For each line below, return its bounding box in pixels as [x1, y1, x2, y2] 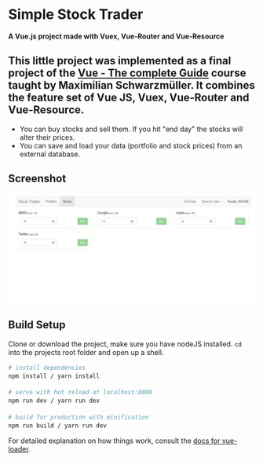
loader [8, 444, 29, 453]
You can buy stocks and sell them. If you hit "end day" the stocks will [19, 124, 243, 134]
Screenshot [8, 172, 67, 185]
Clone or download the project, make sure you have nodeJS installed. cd [8, 339, 242, 349]
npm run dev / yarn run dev [8, 397, 100, 405]
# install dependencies [8, 364, 86, 371]
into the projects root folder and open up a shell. [8, 347, 164, 357]
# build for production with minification [8, 414, 149, 422]
